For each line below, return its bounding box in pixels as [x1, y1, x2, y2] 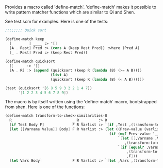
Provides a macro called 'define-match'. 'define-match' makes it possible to [5, 4, 157, 10]
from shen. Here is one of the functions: [5, 104, 85, 110]
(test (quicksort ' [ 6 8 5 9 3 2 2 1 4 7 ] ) [5, 85, 92, 91]
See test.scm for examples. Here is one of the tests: [5, 19, 109, 24]
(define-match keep [5, 36, 45, 42]
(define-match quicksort [5, 59, 55, 64]
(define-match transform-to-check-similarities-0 [5, 113, 108, 118]
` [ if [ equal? [118, 145, 145, 150]
